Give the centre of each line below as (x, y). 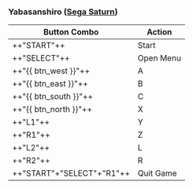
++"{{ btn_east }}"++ (50, 83)
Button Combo (71, 32)
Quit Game (157, 173)
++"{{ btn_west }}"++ (51, 71)
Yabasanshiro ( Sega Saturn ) (63, 12)
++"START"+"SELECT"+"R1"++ (71, 173)
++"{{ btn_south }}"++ (52, 97)
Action (160, 32)
